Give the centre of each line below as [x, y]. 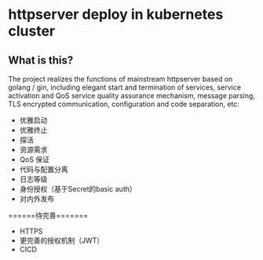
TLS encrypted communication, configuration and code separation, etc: [124, 104]
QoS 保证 [34, 159]
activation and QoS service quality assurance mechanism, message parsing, [131, 95]
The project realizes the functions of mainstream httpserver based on [121, 79]
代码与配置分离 [44, 169]
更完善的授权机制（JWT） [62, 240]
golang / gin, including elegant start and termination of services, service [125, 87]
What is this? [41, 60]
